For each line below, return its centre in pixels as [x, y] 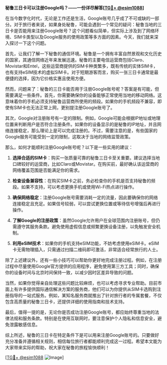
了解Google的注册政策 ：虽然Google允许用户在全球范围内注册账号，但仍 [86, 220]
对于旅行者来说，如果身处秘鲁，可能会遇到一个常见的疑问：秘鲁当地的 [85, 25]
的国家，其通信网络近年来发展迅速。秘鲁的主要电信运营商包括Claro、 [76, 60]
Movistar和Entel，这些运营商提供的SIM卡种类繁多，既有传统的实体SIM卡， [82, 66]
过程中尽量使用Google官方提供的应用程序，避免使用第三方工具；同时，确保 [82, 266]
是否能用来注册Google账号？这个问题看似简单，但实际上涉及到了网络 [84, 31]
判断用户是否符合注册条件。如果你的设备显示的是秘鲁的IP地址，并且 [88, 124]
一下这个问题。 [33, 43]
